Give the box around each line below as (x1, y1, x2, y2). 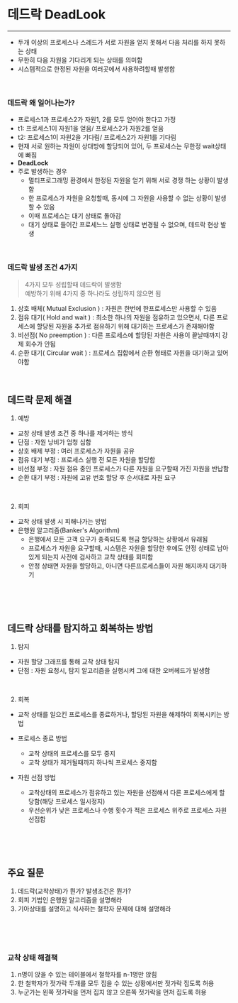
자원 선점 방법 (17, 773, 56, 782)
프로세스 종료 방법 (17, 734, 67, 742)
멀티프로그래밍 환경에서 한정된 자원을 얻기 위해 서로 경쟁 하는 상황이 (28, 176, 216, 185)
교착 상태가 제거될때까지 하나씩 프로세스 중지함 (28, 758, 157, 767)
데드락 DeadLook (7, 6, 106, 23)
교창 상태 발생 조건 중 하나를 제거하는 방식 (17, 429, 133, 437)
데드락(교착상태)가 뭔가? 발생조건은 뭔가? (17, 887, 132, 895)
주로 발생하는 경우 (17, 168, 67, 176)
